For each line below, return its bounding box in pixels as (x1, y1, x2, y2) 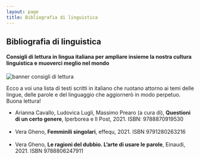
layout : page (6, 8, 39, 15)
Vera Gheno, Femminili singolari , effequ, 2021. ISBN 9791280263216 (14, 128, 186, 136)
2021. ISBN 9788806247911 (14, 148, 83, 155)
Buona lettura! (6, 97, 41, 105)
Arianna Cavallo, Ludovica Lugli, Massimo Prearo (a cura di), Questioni (14, 109, 191, 116)
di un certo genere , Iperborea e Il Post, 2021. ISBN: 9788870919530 (14, 115, 184, 123)
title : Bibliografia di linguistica (6, 14, 98, 20)
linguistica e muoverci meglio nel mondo (6, 59, 110, 67)
